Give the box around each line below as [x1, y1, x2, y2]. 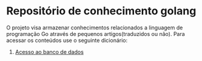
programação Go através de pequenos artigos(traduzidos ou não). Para [6, 30, 185, 37]
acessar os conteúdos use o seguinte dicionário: [6, 36, 128, 44]
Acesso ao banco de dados [15, 48, 84, 55]
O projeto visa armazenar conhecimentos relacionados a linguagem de [6, 24, 183, 31]
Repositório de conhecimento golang [6, 4, 197, 18]
